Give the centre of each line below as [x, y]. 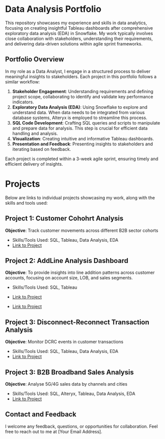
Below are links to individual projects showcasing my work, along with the [80, 198]
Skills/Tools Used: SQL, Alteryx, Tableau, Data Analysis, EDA [74, 394]
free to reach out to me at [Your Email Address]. [54, 432]
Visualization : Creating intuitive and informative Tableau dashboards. [83, 138]
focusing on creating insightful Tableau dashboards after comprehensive [79, 28]
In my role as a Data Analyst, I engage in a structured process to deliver [78, 71]
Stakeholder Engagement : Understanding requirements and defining [83, 91]
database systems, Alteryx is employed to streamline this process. [80, 118]
